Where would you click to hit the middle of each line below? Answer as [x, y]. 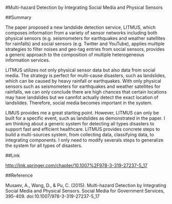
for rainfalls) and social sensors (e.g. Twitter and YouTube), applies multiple [85, 44]
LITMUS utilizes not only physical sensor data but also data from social [80, 70]
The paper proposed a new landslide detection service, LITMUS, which [80, 27]
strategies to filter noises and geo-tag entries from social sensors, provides [85, 49]
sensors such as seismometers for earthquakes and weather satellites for [83, 86]
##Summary [18, 17]
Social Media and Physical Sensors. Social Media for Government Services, [85, 191]
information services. [28, 60]
